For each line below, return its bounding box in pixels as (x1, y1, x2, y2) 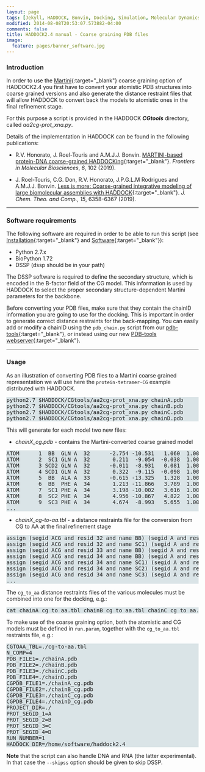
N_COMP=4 (6, 649, 32, 656)
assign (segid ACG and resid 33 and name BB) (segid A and (6, 546, 187, 554)
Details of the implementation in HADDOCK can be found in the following (6, 133, 189, 140)
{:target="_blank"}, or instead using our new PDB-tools (18, 331, 157, 338)
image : (6, 37, 23, 43)
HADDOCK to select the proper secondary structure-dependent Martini (6, 286, 185, 293)
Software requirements (6, 216, 77, 225)
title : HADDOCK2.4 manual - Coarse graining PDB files (6, 32, 149, 38)
